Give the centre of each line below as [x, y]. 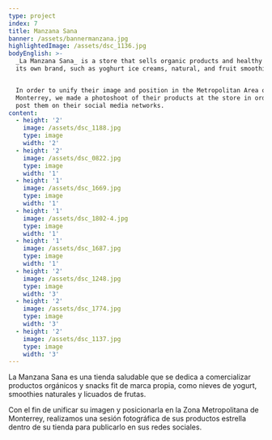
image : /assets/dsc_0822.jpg [72, 158]
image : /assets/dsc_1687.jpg [72, 249]
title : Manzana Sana [43, 31]
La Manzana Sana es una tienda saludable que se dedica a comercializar [130, 377]
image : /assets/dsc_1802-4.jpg [76, 218]
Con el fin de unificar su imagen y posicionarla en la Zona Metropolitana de [134, 410]
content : [23, 113]
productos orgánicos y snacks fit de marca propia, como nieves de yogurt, [133, 386]
